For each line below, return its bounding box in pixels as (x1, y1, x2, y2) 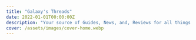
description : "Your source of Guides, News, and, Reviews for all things (6, 19, 191, 25)
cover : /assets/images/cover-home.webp (6, 25, 104, 31)
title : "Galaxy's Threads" (6, 8, 72, 15)
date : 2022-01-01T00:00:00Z (6, 14, 75, 20)
